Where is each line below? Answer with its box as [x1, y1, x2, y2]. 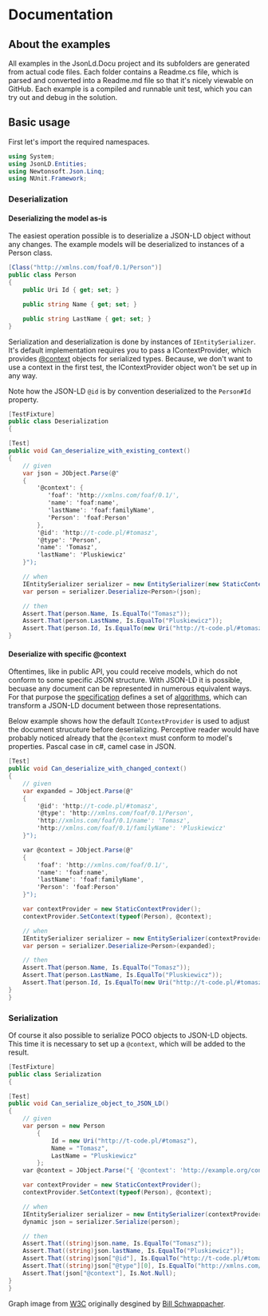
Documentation [8, 6, 114, 24]
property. [8, 394, 39, 405]
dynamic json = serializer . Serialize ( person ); [22, 1218, 180, 1226]
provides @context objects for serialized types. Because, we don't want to [8, 353, 253, 363]
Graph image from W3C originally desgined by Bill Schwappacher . [8, 1298, 226, 1308]
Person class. [8, 248, 53, 257]
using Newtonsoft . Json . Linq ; [8, 167, 105, 175]
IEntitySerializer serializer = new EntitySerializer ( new [22, 580, 219, 588]
